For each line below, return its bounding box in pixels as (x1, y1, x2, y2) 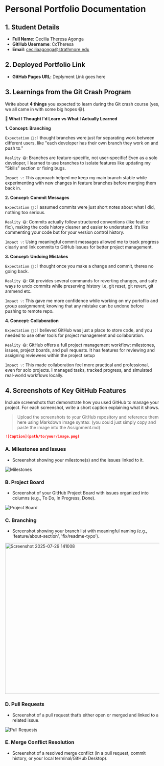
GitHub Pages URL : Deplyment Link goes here (12, 74, 106, 80)
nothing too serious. (5, 209, 46, 215)
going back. (5, 268, 29, 274)
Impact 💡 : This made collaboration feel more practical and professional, (5, 362, 149, 368)
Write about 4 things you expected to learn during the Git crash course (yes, (5, 101, 160, 107)
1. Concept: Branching (5, 125, 51, 131)
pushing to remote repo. (5, 308, 54, 314)
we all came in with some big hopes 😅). (5, 106, 86, 112)
